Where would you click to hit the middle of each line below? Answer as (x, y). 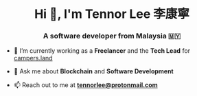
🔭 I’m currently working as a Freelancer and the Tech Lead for (102, 51)
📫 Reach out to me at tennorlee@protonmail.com (85, 85)
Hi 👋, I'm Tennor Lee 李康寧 (112, 14)
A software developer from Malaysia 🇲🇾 (112, 36)
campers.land (33, 58)
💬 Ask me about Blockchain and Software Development (93, 71)
